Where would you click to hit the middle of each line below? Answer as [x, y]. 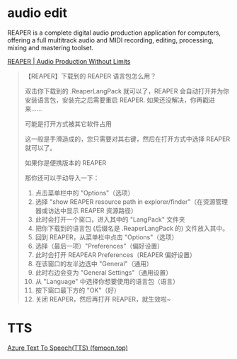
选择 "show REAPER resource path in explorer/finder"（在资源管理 [132, 201]
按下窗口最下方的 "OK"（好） [77, 290]
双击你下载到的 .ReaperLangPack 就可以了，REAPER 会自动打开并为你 [127, 91]
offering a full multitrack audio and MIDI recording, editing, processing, [110, 40]
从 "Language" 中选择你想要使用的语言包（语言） [107, 281]
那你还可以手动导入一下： [62, 178]
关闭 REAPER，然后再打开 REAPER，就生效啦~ [103, 299]
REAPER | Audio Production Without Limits [69, 61]
